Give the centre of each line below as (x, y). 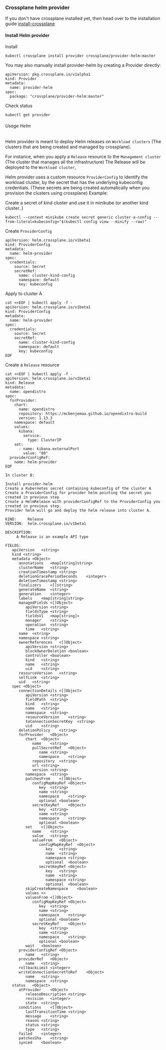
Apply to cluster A (24, 294)
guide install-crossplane (30, 24)
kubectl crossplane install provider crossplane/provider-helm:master (80, 56)
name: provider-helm (31, 87)
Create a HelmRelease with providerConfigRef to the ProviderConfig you (83, 502)
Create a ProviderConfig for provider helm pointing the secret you (78, 493)
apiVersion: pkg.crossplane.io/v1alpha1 (48, 74)
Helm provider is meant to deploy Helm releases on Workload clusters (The (83, 141)
